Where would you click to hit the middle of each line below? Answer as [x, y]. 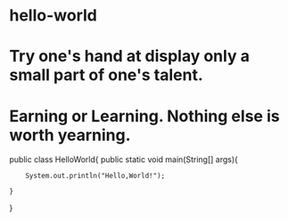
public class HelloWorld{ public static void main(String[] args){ [124, 160]
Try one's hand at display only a [129, 57]
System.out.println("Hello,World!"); [95, 176]
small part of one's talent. [106, 75]
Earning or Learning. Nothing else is [144, 116]
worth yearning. [70, 135]
